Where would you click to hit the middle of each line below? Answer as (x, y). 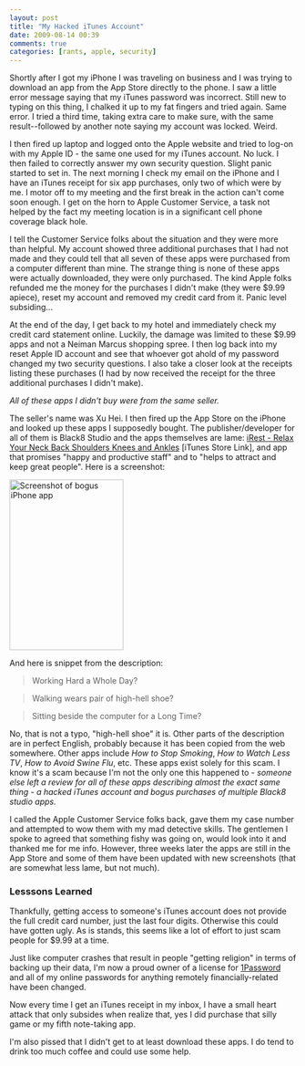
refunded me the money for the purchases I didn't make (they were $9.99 (147, 287)
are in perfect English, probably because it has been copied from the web (147, 744)
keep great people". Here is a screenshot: (87, 467)
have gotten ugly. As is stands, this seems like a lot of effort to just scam (145, 931)
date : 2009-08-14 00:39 (55, 35)
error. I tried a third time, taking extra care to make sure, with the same (142, 117)
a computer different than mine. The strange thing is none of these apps (145, 268)
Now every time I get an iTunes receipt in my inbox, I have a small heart (143, 1005)
